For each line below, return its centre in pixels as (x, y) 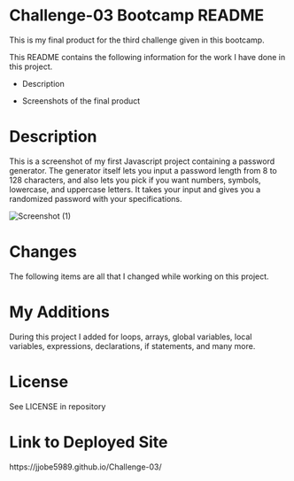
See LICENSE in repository (58, 406)
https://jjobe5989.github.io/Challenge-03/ (85, 467)
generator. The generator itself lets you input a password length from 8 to (143, 170)
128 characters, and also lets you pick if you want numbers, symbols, (135, 180)
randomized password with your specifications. (96, 198)
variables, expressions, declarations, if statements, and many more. (132, 345)
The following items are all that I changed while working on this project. (139, 276)
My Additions (60, 312)
